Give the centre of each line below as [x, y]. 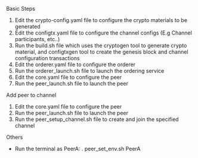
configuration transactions [47, 58]
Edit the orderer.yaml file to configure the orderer [75, 64]
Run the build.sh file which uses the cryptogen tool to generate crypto [101, 45]
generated [27, 27]
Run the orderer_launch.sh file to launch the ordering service [89, 71]
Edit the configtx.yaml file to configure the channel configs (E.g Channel [103, 33]
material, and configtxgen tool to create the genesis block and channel [102, 52]
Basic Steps [21, 9]
